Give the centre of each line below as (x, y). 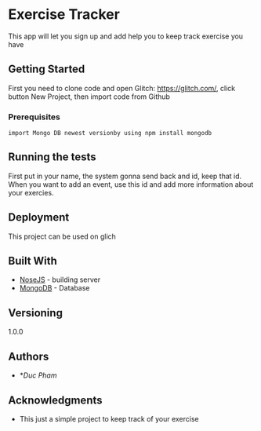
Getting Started (47, 69)
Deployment (39, 217)
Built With (33, 261)
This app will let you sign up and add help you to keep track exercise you (126, 36)
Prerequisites (34, 117)
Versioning (35, 313)
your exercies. (31, 192)
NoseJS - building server (60, 279)
